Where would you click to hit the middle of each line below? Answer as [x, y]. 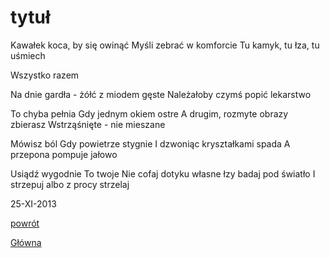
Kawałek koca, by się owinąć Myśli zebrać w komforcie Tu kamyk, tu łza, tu [165, 45]
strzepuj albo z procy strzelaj [70, 184]
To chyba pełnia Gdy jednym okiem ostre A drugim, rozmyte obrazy [149, 113]
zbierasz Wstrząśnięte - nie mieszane [88, 124]
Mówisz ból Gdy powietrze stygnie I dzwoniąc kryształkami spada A [150, 143]
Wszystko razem [45, 75]
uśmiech [28, 55]
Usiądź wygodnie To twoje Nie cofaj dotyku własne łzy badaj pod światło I [163, 173]
